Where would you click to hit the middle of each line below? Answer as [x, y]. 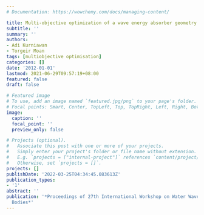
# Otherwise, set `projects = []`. [54, 163]
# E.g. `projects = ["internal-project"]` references [78, 157]
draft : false [23, 85]
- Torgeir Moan [25, 51]
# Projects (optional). [36, 141]
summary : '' [21, 34]
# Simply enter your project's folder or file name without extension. [102, 152]
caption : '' [27, 118]
